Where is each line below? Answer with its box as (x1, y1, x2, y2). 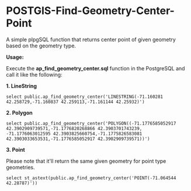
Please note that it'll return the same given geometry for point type (6, 157, 166, 165)
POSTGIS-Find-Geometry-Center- (6, 4, 175, 18)
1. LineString (6, 82, 37, 89)
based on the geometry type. (6, 42, 77, 49)
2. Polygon (6, 109, 33, 116)
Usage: (6, 53, 25, 60)
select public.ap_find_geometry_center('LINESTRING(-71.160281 (6, 94, 164, 100)
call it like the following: (6, 71, 62, 78)
